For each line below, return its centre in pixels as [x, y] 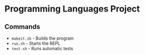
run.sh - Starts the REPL [36, 43]
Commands [23, 27]
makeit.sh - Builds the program [42, 38]
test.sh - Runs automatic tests [42, 48]
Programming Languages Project [72, 9]
